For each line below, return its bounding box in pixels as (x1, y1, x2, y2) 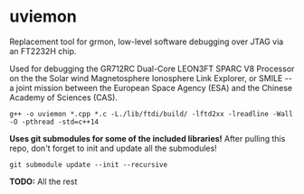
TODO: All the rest (9, 176, 78, 187)
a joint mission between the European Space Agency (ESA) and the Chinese (9, 82, 293, 93)
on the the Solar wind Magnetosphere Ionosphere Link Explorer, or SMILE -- (9, 72, 292, 83)
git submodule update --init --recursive (9, 160, 168, 169)
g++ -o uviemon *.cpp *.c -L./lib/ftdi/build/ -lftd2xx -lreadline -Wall (9, 109, 294, 118)
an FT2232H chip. (9, 45, 77, 56)
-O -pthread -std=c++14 (9, 117, 100, 126)
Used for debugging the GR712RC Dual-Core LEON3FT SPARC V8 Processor (9, 63, 295, 74)
